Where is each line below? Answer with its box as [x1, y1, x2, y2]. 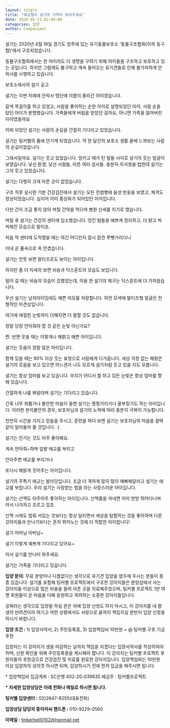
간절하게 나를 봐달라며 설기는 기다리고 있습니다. [5, 390, 99, 396]
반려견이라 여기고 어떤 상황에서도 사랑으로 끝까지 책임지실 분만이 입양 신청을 [14, 609, 165, 615]
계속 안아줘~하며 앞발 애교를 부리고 [5, 446, 75, 452]
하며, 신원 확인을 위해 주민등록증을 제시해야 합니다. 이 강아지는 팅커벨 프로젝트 [5, 650, 160, 656]
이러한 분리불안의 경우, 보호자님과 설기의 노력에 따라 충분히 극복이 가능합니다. [12, 407, 165, 413]
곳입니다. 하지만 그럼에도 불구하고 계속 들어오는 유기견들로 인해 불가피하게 [10, 65, 157, 71]
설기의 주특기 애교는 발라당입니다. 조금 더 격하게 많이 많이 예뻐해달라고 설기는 [5, 478, 158, 484]
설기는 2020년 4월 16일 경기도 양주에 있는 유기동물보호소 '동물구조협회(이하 [5, 41, 156, 47]
